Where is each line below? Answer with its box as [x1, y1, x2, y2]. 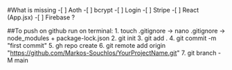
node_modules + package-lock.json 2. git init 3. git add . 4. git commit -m [7, 34, 217, 42]
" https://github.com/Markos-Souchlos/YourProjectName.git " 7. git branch [7, 49, 217, 57]
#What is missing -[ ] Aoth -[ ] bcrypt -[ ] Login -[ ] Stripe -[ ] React [7, 6, 199, 14]
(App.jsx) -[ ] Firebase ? [7, 13, 75, 21]
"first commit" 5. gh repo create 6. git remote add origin [7, 42, 166, 49]
